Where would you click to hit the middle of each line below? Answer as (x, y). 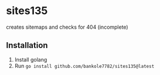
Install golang (31, 59)
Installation (27, 45)
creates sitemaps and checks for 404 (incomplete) (67, 27)
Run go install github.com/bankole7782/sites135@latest (84, 66)
